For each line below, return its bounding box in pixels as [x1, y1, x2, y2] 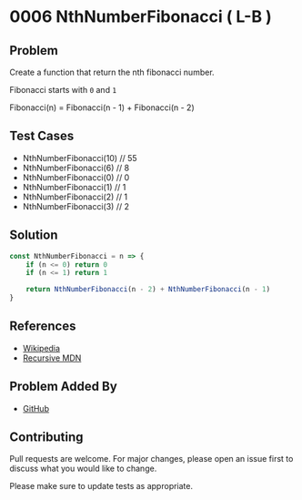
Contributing [9, 430, 84, 445]
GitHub [22, 403, 50, 413]
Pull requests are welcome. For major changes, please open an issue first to [9, 454, 294, 464]
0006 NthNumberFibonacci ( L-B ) [9, 6, 273, 27]
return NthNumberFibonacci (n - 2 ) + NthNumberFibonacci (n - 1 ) [25, 285, 271, 294]
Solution [9, 228, 58, 243]
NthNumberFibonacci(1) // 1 [22, 181, 126, 192]
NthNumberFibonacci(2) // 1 [22, 191, 128, 202]
